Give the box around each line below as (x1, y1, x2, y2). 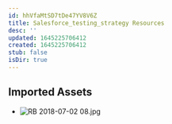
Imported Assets (8, 85, 93, 99)
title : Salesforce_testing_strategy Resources (8, 19, 165, 27)
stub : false (8, 48, 48, 56)
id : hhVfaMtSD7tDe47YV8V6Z (8, 11, 97, 20)
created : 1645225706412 (8, 41, 87, 49)
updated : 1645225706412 (8, 33, 87, 42)
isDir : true (8, 56, 48, 64)
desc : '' (8, 26, 37, 34)
